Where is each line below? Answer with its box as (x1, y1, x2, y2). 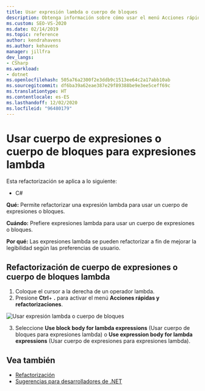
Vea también (6, 355, 56, 365)
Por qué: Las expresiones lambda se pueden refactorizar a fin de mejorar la (6, 238, 196, 245)
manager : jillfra (6, 49, 51, 55)
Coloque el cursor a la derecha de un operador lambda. (15, 288, 155, 295)
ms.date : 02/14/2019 (6, 26, 59, 32)
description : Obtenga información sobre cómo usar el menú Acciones (6, 15, 184, 21)
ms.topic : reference (6, 32, 59, 38)
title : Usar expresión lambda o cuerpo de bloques (6, 9, 138, 15)
